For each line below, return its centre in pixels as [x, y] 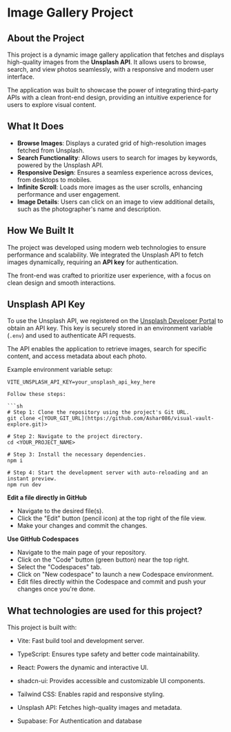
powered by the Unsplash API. [60, 165]
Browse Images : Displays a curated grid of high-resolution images [112, 143]
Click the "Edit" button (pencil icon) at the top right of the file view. [111, 518]
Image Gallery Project [70, 13]
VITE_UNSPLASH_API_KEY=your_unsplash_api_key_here [81, 382]
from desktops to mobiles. [54, 179]
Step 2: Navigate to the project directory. [78, 437]
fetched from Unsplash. [51, 150]
